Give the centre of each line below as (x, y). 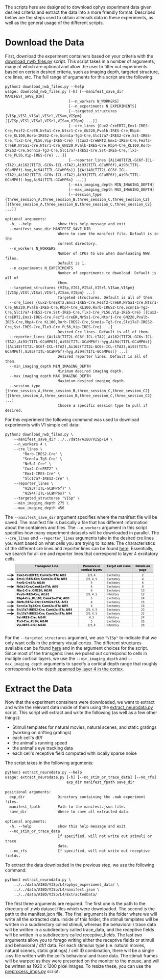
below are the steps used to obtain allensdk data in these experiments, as (79, 17)
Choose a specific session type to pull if (103, 405)
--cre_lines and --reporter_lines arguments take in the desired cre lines (80, 538)
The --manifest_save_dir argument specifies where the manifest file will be (81, 517)
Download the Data (45, 42)
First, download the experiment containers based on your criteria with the (79, 56)
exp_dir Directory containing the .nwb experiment (78, 797)
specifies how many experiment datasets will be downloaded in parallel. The (82, 532)
